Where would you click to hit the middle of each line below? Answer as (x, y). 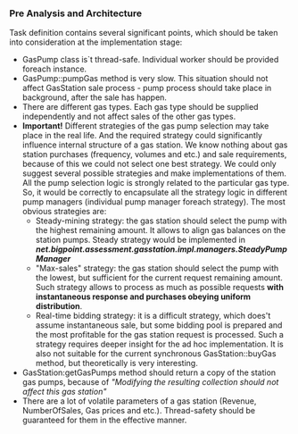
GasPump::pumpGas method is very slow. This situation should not (145, 79)
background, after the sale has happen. (95, 97)
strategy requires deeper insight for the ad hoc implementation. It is (159, 344)
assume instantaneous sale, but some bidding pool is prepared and (159, 325)
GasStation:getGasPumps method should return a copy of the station (149, 372)
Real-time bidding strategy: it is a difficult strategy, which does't (153, 316)
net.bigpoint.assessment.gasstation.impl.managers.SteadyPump (161, 249)
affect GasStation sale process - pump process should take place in (147, 88)
